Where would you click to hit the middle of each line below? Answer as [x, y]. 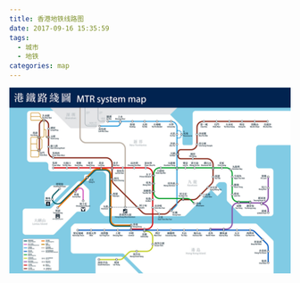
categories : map [39, 66]
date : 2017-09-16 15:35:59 [59, 28]
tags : [19, 37]
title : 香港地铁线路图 [47, 19]
